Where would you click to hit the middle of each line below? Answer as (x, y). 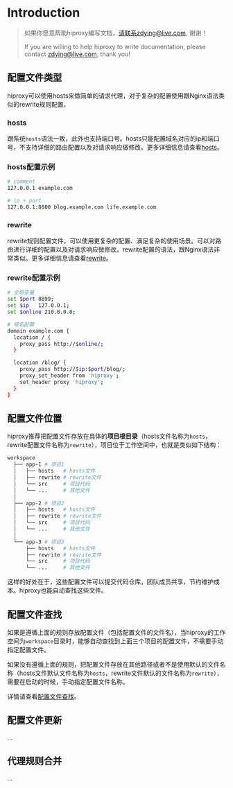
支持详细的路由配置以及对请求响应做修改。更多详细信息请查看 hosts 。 (124, 148)
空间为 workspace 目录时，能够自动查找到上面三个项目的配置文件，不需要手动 (115, 641)
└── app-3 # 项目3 (39, 542)
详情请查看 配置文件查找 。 (44, 696)
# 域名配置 (21, 324)
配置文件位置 (35, 418)
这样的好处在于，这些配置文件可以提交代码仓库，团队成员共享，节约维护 (110, 582)
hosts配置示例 (31, 166)
